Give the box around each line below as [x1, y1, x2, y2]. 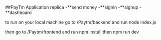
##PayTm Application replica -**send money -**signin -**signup [5, 4, 139, 10]
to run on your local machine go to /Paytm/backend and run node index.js [5, 19, 157, 25]
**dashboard [5, 9, 32, 15]
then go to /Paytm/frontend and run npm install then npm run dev [5, 29, 139, 34]
